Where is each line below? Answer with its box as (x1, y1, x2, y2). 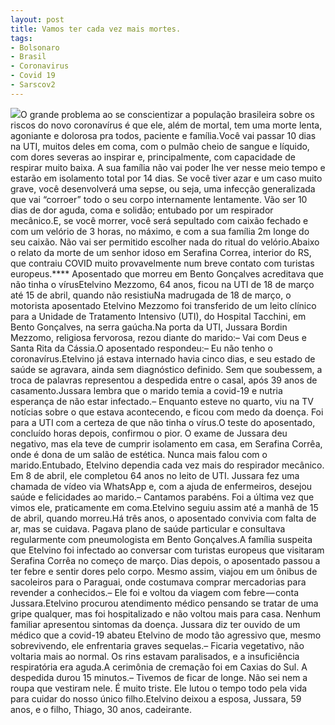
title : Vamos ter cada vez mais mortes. (10, 24, 182, 34)
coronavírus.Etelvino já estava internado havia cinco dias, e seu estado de (10, 352, 316, 365)
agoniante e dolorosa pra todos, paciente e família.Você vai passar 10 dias (10, 129, 317, 141)
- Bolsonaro (10, 42, 60, 53)
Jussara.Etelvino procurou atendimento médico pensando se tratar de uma (10, 597, 319, 609)
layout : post (10, 14, 65, 25)
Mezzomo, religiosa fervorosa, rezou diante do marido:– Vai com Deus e (10, 331, 307, 343)
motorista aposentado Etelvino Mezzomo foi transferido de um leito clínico (10, 299, 317, 311)
